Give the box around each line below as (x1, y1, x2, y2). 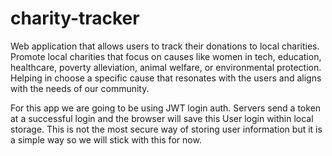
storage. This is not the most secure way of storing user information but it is (10, 123, 323, 135)
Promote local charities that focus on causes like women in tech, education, (10, 50, 322, 62)
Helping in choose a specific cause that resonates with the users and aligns (10, 72, 322, 84)
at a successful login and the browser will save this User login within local (10, 112, 314, 124)
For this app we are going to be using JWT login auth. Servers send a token (10, 102, 322, 114)
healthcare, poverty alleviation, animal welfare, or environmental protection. (10, 61, 322, 73)
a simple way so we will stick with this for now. (10, 133, 202, 146)
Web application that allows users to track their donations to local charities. (10, 40, 320, 52)
